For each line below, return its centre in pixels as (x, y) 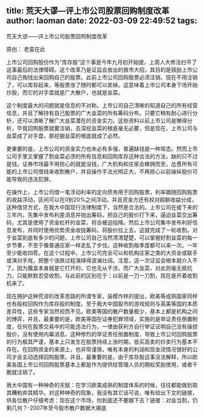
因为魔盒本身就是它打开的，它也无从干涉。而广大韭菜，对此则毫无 (99, 268)
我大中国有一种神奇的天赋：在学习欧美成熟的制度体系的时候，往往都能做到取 (102, 385)
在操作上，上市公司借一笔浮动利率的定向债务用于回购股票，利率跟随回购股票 (102, 192)
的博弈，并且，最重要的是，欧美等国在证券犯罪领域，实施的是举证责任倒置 (99, 319)
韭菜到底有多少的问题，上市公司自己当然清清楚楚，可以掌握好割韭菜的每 (102, 237)
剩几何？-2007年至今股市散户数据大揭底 (56, 408)
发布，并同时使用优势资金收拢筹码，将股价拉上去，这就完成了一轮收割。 (102, 230)
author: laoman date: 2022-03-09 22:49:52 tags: (102, 21)
